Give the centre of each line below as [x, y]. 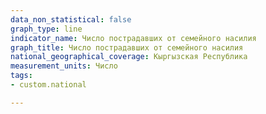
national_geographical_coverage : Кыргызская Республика [129, 57]
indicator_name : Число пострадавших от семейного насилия [133, 38]
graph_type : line [46, 29]
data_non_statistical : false [71, 19]
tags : [21, 76]
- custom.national [48, 85]
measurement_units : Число [64, 66]
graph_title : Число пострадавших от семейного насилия [127, 47]
